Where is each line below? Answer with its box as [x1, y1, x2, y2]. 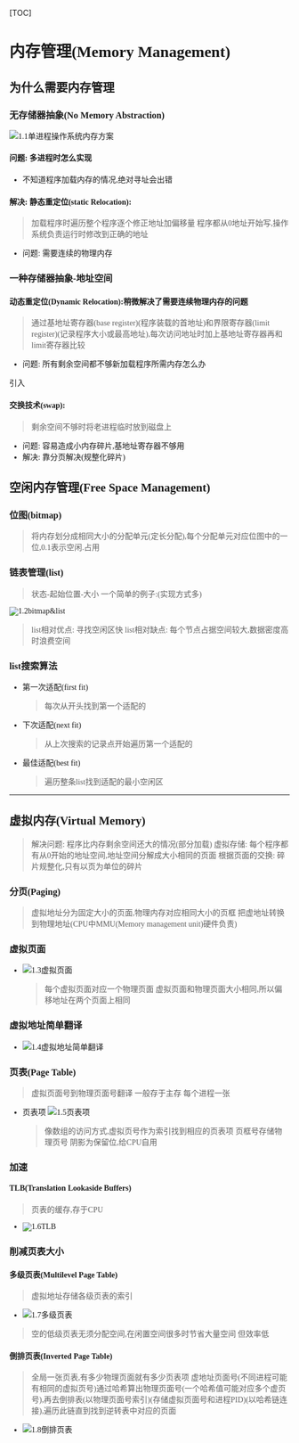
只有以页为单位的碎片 [64, 862, 143, 872]
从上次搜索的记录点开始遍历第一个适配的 [44, 739, 193, 749]
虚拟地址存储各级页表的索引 [30, 1291, 133, 1301]
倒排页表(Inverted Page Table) [9, 1351, 113, 1361]
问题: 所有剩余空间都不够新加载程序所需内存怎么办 [21, 360, 206, 369]
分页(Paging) [9, 886, 61, 898]
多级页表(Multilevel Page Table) [9, 1270, 118, 1280]
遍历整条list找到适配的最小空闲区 [44, 777, 164, 787]
